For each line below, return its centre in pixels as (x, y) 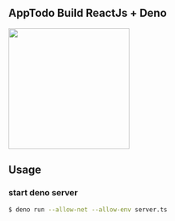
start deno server (43, 193)
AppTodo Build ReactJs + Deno (87, 13)
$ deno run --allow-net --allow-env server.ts (88, 209)
